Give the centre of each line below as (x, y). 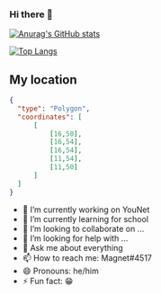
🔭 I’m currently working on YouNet (86, 209)
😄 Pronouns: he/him (60, 271)
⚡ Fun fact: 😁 (48, 281)
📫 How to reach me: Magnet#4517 (87, 258)
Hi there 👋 (31, 14)
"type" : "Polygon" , (54, 108)
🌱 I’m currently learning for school (85, 218)
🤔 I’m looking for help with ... (75, 238)
